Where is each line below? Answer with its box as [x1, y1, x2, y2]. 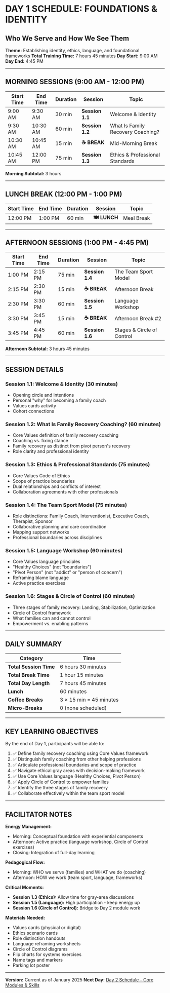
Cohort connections [12, 408, 55, 414]
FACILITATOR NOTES [5, 810, 72, 819]
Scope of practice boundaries [12, 478, 75, 484]
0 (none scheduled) [60, 705, 107, 712]
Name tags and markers [12, 957, 63, 963]
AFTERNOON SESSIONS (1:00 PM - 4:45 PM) [5, 239, 149, 247]
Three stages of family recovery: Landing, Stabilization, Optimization [12, 604, 156, 610]
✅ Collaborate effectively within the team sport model [12, 790, 125, 796]
